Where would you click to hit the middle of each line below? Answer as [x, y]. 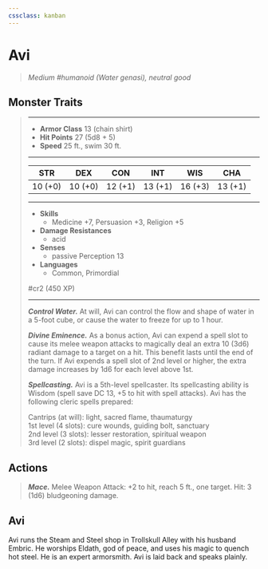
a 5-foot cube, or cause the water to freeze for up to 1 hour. [125, 320]
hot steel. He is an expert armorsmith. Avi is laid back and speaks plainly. [128, 557]
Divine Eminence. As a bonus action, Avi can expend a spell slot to [138, 335]
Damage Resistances [75, 231]
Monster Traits [46, 102]
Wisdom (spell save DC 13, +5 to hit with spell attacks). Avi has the [137, 393]
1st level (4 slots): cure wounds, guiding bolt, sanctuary [118, 426]
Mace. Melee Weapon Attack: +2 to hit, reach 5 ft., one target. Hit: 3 [140, 487]
